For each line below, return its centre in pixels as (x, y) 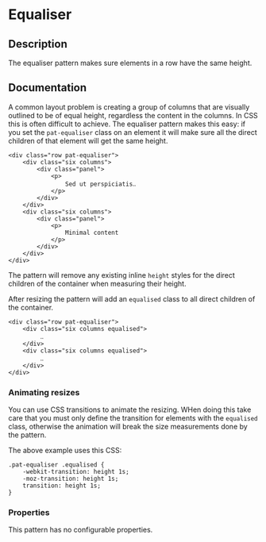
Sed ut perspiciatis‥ (100, 184)
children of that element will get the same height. (88, 140)
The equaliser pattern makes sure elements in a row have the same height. (130, 63)
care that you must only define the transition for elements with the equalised (133, 418)
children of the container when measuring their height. (97, 283)
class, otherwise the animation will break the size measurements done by (128, 427)
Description (38, 44)
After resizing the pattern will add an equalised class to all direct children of (132, 298)
